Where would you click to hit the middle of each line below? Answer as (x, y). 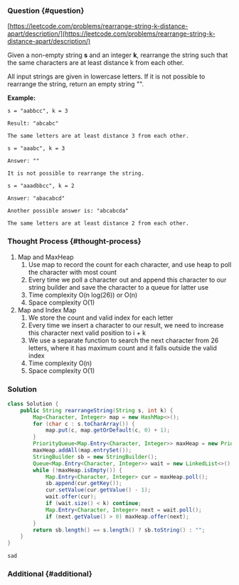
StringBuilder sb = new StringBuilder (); (95, 457)
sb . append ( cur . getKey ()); (84, 484)
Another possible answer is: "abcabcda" (68, 211)
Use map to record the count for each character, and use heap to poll (130, 264)
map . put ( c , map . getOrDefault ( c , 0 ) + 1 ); (108, 430)
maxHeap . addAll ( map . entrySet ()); (83, 451)
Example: (22, 98)
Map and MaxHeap (46, 257)
